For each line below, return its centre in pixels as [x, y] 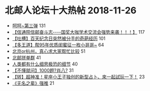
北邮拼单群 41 [27, 57]
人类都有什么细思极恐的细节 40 [45, 64]
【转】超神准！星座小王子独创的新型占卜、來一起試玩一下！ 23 [78, 77]
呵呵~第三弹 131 [29, 26]
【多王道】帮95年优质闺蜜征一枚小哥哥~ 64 [58, 44]
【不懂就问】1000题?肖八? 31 [43, 70]
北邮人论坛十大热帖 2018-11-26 [71, 10]
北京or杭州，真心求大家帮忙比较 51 [49, 51]
